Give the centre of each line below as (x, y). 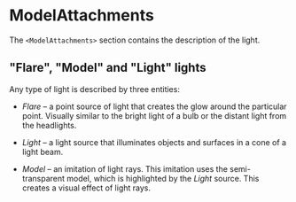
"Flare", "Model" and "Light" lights (108, 68)
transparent (43, 178)
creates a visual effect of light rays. (86, 188)
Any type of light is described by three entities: (94, 89)
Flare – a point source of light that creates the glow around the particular (154, 106)
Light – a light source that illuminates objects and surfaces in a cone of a (154, 142)
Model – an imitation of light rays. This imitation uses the (125, 168)
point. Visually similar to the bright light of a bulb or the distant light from (154, 115)
